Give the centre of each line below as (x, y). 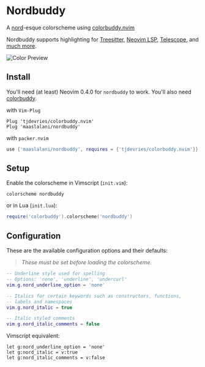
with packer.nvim (28, 138)
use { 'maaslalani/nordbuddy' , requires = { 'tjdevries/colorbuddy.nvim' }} (102, 149)
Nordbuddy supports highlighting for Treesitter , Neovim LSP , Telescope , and (102, 39)
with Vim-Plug (24, 110)
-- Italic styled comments (41, 319)
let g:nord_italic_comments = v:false (56, 358)
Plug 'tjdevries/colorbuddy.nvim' (50, 121)
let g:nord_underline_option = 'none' (56, 347)
